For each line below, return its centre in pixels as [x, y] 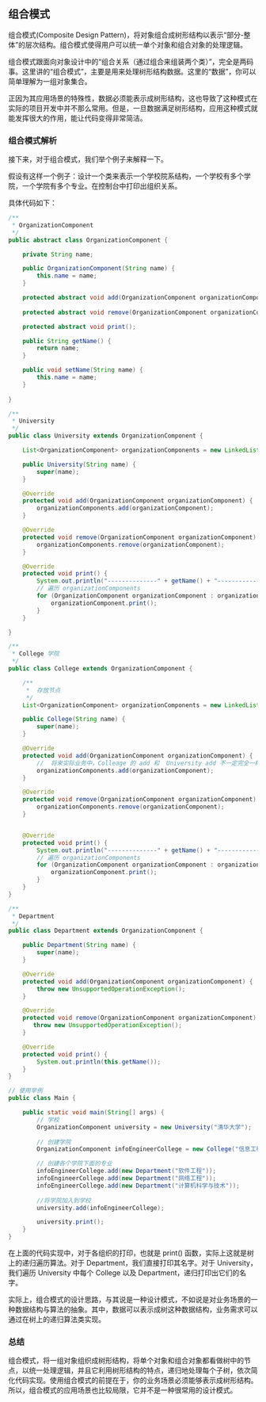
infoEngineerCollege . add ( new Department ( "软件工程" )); [126, 1171]
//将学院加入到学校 [64, 1200]
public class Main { [42, 1098]
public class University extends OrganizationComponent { [106, 436]
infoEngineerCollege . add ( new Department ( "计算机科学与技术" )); [138, 1186]
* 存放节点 [43, 690]
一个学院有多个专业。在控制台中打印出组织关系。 [102, 186]
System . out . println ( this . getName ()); [99, 1062]
